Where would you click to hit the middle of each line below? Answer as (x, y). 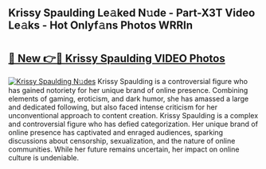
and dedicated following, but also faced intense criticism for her (113, 107)
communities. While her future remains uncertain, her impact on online (124, 149)
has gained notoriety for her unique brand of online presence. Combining (128, 90)
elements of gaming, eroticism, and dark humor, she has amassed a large (129, 99)
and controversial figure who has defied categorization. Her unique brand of (133, 124)
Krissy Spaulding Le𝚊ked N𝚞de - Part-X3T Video (132, 13)
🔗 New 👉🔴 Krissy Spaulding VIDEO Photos (117, 58)
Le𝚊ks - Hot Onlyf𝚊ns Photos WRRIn (101, 26)
